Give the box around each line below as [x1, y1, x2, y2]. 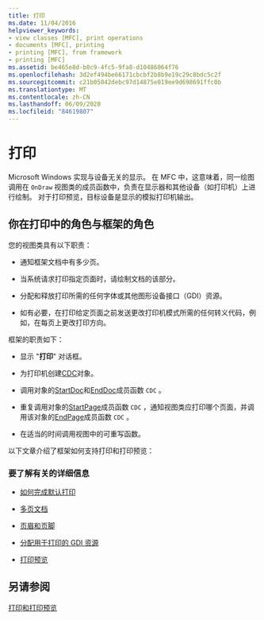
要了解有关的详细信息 [8, 467, 90, 479]
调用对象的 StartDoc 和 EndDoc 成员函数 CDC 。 [19, 385, 166, 394]
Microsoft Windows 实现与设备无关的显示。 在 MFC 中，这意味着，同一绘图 [8, 172, 255, 181]
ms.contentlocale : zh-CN [8, 93, 90, 101]
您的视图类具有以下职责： [8, 240, 92, 250]
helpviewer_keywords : [8, 26, 80, 34]
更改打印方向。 [61, 317, 111, 327]
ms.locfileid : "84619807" [8, 108, 94, 116]
